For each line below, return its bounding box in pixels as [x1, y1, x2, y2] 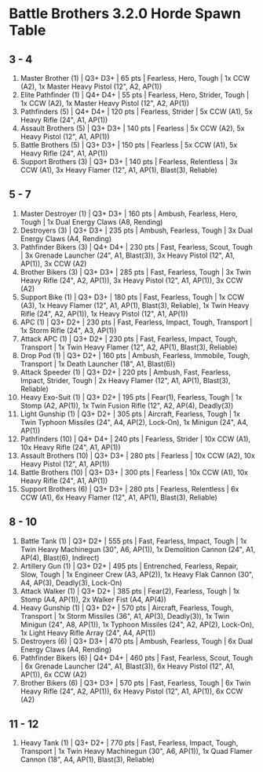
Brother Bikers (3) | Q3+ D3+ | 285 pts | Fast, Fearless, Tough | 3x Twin [20, 267, 252, 276]
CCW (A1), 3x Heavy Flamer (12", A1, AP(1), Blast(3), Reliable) [20, 166, 218, 174]
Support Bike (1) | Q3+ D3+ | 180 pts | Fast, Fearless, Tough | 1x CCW [20, 292, 245, 302]
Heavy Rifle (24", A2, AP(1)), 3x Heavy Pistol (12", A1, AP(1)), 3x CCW [20, 276, 243, 285]
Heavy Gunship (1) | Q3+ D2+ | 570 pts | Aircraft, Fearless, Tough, [20, 602, 234, 613]
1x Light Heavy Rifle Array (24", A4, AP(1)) [20, 627, 156, 637]
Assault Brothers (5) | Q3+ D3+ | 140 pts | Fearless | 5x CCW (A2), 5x [20, 123, 245, 133]
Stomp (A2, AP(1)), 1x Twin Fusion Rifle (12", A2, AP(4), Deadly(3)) [20, 401, 234, 410]
